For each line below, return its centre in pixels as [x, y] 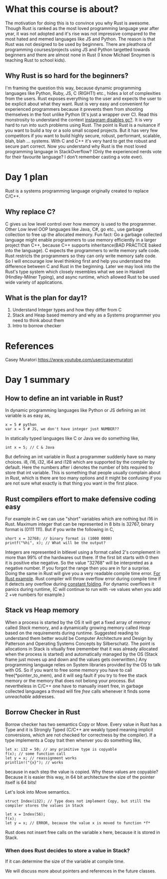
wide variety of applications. [34, 282]
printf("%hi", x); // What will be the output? [56, 543]
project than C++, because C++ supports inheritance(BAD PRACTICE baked [83, 245]
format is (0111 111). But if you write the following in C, [60, 530]
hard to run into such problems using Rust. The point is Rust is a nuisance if [83, 125]
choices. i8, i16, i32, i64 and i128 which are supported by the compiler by [80, 462]
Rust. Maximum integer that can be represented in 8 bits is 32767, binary [80, 524]
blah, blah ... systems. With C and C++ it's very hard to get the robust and [81, 141]
